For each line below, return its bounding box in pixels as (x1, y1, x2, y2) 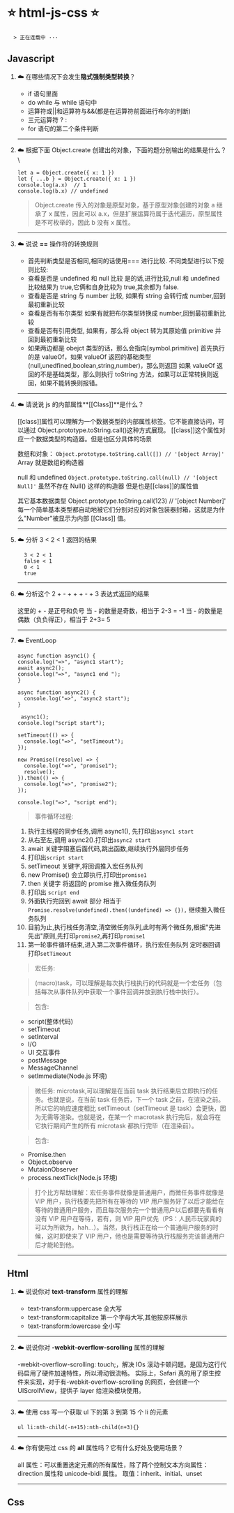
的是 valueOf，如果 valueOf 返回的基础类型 (27, 353, 152, 361)
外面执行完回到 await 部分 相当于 (27, 896, 122, 905)
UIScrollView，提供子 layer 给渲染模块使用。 (17, 1386, 145, 1394)
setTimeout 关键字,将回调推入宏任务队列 (27, 862, 143, 870)
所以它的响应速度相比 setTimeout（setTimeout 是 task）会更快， (34, 1104, 221, 1112)
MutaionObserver (27, 1165, 79, 1173)
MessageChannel (27, 1063, 79, 1072)
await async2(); (17, 664, 65, 672)
